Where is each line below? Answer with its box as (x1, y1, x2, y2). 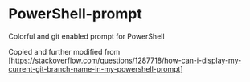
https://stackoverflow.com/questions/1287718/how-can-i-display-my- (10, 55, 242, 65)
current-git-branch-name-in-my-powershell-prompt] (8, 64, 183, 73)
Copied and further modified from (8, 47, 121, 56)
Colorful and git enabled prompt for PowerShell (8, 31, 165, 41)
